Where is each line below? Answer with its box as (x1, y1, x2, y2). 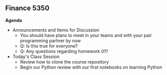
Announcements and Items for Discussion (12, 27, 100, 33)
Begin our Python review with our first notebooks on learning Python (20, 64, 162, 70)
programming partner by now (20, 37, 81, 43)
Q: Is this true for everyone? (20, 42, 78, 49)
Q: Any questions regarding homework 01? (20, 48, 108, 54)
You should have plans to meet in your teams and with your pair (20, 32, 152, 38)
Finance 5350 (5, 4, 50, 12)
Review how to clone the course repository (20, 58, 109, 64)
